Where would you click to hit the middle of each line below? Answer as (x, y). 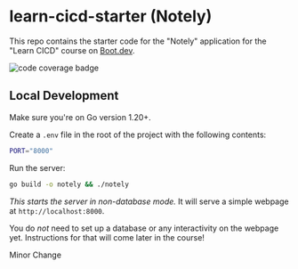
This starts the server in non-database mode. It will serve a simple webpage (149, 201)
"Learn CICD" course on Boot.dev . (72, 50)
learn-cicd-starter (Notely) (111, 16)
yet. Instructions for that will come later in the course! (107, 237)
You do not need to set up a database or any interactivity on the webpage (144, 228)
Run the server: (37, 167)
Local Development (64, 96)
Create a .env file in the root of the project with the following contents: (138, 134)
